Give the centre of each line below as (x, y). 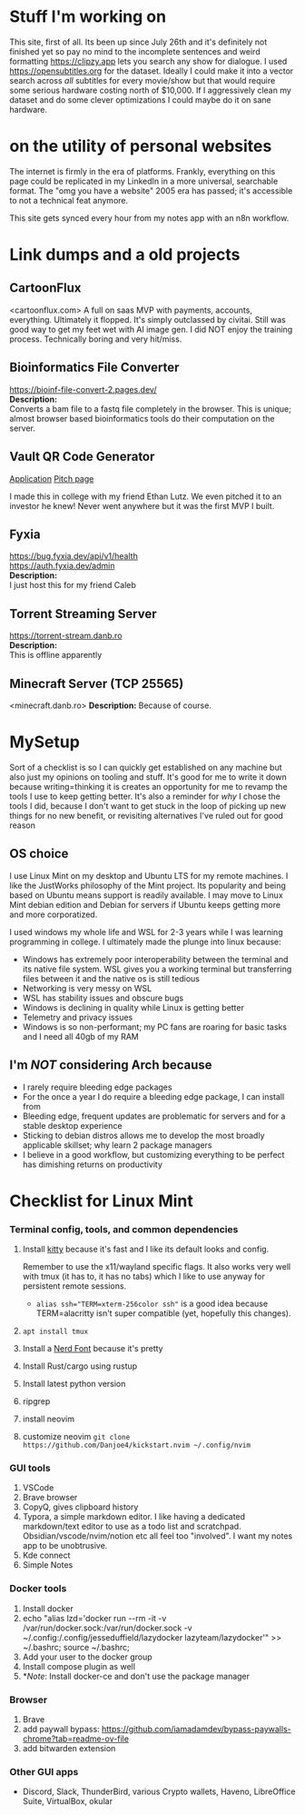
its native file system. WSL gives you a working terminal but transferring (157, 969)
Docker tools (38, 1589)
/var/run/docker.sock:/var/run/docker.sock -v (107, 1628)
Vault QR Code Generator (82, 457)
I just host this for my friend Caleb (73, 585)
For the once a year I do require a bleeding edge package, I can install (153, 1096)
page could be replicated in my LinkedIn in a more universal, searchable (144, 181)
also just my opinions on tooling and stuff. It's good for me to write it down (148, 777)
